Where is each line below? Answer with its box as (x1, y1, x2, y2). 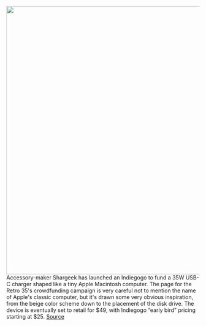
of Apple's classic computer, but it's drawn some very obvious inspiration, (6, 294, 194, 300)
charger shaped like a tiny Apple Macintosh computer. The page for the (12, 281, 192, 287)
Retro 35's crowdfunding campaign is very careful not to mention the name (6, 287, 196, 294)
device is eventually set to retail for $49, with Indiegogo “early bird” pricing (6, 306, 196, 314)
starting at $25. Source (6, 313, 64, 320)
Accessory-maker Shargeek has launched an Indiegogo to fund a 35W (6, 274, 185, 281)
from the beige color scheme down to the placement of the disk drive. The (6, 300, 194, 307)
